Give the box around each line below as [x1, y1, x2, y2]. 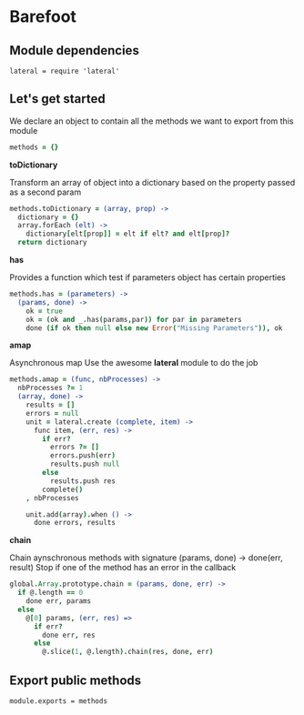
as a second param [9, 186, 82, 197]
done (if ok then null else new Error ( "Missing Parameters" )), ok [25, 323, 283, 333]
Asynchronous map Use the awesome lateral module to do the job [9, 357, 258, 368]
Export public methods [9, 672, 142, 688]
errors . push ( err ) [49, 451, 117, 460]
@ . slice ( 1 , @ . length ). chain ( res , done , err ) [42, 648, 214, 657]
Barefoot [9, 6, 77, 27]
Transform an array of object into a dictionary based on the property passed [9, 176, 296, 187]
